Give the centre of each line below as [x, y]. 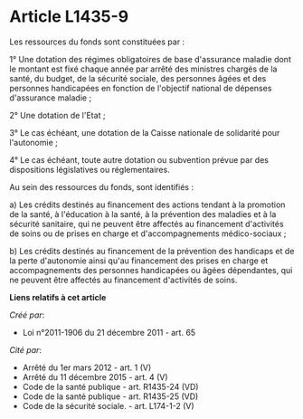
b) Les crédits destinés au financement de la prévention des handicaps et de [152, 251]
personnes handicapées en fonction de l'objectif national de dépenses [141, 88]
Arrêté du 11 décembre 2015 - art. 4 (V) [95, 376]
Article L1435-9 [69, 17]
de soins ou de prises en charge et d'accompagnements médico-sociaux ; [148, 233]
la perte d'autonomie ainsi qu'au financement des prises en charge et [139, 261]
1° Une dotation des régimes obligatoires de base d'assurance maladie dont [150, 59]
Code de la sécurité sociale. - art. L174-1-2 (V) [108, 405]
